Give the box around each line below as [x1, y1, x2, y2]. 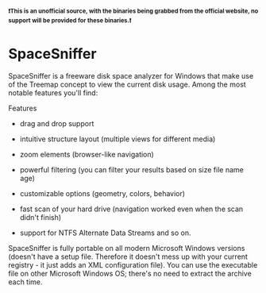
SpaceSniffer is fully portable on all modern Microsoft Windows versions [8, 243, 245, 253]
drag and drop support [19, 118, 94, 128]
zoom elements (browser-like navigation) [19, 149, 155, 159]
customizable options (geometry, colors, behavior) [19, 188, 185, 198]
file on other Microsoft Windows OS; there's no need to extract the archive [8, 268, 252, 278]
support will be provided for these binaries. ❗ [8, 17, 132, 25]
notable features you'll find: [8, 87, 98, 98]
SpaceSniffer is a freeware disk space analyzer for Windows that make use [8, 71, 254, 80]
